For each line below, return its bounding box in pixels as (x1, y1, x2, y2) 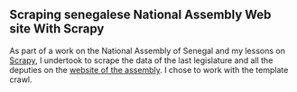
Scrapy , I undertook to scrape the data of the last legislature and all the (9, 54, 274, 66)
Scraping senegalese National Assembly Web (9, 7, 272, 23)
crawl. (9, 74, 33, 85)
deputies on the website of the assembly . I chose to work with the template (9, 64, 289, 75)
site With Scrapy (9, 22, 105, 37)
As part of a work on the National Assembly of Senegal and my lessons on (9, 45, 286, 56)
